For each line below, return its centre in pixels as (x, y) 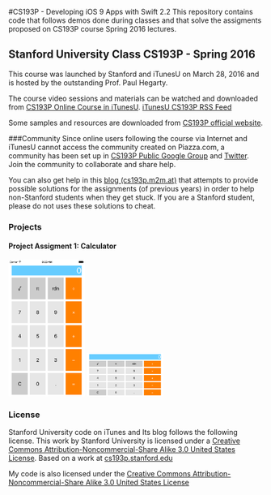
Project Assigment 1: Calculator (63, 246)
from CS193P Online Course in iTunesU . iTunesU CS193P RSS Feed (120, 107)
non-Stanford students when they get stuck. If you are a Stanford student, (131, 197)
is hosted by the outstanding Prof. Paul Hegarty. (88, 82)
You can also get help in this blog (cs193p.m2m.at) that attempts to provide (133, 180)
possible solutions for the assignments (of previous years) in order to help (131, 188)
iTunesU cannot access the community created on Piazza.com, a (116, 147)
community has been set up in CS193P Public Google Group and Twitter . (129, 155)
